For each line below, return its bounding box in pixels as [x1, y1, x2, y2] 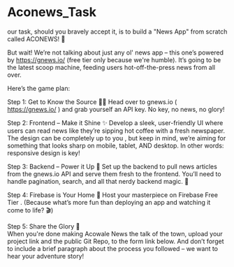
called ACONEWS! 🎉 [7, 34, 66, 43]
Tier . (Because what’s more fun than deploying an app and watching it [7, 198, 211, 206]
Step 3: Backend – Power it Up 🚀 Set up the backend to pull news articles [7, 162, 218, 171]
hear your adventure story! [7, 252, 85, 260]
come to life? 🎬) [7, 205, 54, 214]
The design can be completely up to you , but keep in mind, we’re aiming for [7, 133, 226, 142]
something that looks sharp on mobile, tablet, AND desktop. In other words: [7, 141, 224, 150]
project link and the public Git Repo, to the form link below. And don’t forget [7, 237, 224, 245]
